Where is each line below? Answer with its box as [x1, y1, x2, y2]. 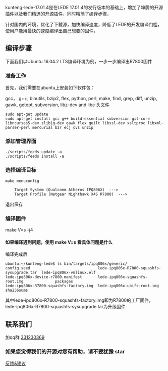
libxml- [147, 121, 164, 126]
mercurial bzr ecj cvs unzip [32, 125, 94, 130]
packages [54, 279, 73, 284]
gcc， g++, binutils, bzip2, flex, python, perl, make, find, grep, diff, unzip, [5, 96, 157, 102]
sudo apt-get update [5, 112, 49, 117]
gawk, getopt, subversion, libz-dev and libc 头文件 [5, 102, 110, 108]
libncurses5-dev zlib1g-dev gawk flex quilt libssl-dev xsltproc [5, 121, 145, 126]
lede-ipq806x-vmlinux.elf [41, 270, 96, 275]
